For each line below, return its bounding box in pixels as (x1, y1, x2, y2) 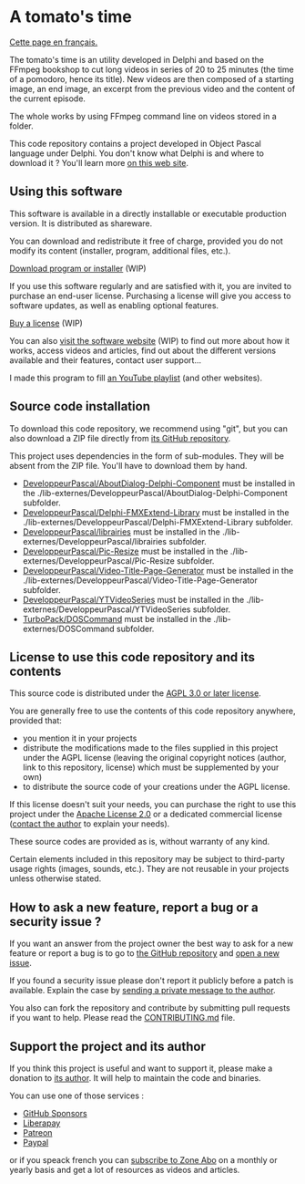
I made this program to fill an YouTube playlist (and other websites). (9, 372, 262, 383)
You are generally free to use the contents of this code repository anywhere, (9, 705, 296, 717)
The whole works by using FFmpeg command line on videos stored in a (9, 110, 278, 121)
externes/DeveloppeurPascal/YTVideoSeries (22, 604, 191, 615)
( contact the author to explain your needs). (9, 818, 170, 829)
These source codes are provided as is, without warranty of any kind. (9, 836, 270, 847)
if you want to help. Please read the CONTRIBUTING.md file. (9, 1013, 236, 1023)
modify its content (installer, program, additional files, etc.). (9, 244, 231, 256)
